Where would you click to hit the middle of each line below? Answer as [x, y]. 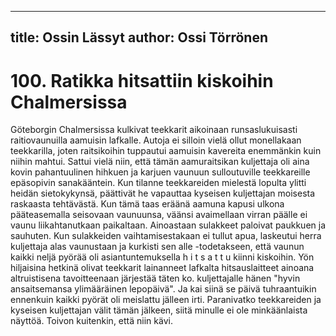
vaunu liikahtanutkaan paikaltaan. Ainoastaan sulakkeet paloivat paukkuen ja [168, 225]
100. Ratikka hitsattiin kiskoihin [142, 80]
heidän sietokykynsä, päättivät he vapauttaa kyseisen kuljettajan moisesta [163, 193]
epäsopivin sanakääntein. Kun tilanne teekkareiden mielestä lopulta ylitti [158, 183]
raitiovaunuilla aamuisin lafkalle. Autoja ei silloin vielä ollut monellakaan [156, 140]
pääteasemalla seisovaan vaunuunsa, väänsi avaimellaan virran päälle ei [159, 215]
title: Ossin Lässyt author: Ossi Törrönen [139, 37]
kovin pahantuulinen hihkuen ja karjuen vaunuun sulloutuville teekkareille [160, 172]
